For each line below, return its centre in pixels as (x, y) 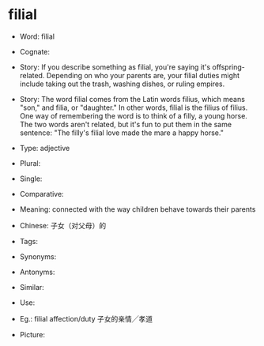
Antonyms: (37, 272)
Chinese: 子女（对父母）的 (63, 225)
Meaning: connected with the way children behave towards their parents (138, 209)
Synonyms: (38, 256)
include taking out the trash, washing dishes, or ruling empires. (122, 84)
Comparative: (42, 194)
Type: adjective (45, 148)
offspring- (228, 67)
